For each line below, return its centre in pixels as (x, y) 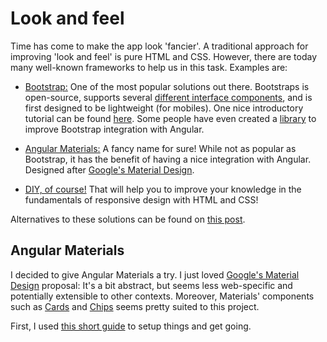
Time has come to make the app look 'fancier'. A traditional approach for (159, 46)
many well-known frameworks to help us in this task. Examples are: (149, 67)
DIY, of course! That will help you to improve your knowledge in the (163, 189)
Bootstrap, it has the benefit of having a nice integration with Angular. (168, 159)
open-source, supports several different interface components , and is (168, 97)
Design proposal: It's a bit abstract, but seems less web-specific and (151, 285)
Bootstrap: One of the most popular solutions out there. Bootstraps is (167, 86)
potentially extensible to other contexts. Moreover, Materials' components (162, 296)
